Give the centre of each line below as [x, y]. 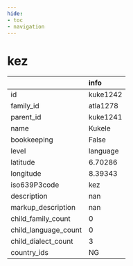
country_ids [29, 253]
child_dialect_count [42, 242]
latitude [23, 163]
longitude [26, 174]
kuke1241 [105, 117]
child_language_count [46, 230]
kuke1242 [105, 94]
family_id [25, 106]
